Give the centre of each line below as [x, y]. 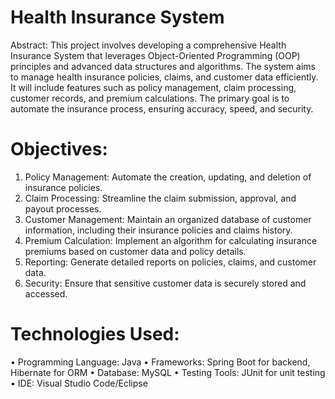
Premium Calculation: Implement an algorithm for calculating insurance [171, 240]
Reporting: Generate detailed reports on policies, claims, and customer [170, 262]
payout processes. [63, 208]
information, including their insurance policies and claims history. [158, 230]
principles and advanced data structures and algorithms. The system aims [163, 66]
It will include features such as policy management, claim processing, [153, 87]
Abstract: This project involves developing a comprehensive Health [148, 45]
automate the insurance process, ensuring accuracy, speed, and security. [162, 108]
